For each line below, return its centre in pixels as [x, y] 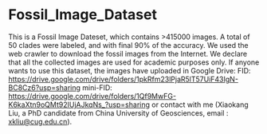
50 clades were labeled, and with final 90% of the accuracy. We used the [128, 45]
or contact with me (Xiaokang [200, 104]
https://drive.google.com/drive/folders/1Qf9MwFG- [92, 96]
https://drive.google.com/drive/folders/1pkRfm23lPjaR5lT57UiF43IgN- [124, 79]
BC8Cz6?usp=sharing [45, 87]
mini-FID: [98, 87]
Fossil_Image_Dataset [83, 15]
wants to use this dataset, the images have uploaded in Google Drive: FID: [130, 70]
